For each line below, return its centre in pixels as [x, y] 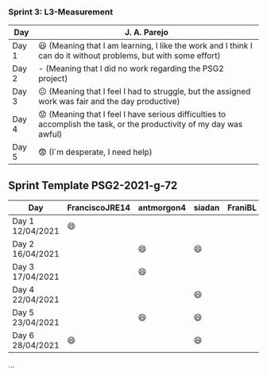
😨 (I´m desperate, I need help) [95, 152]
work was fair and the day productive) [109, 102]
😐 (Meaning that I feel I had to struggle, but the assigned [145, 91]
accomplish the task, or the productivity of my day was [141, 124]
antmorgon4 [162, 207]
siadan [207, 207]
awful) [50, 134]
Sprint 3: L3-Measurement [61, 12]
